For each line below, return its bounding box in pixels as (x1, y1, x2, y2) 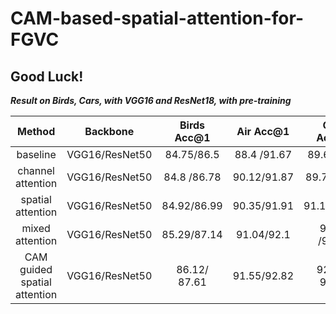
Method (17, 125, 56, 138)
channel (17, 164, 55, 177)
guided (19, 263, 53, 276)
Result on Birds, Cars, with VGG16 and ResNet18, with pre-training (10, 95, 292, 106)
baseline (16, 148, 57, 161)
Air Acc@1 (236, 125, 290, 138)
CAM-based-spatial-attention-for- (10, 7, 304, 30)
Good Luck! (10, 68, 84, 85)
